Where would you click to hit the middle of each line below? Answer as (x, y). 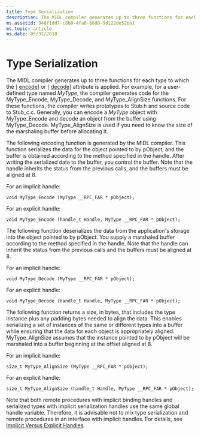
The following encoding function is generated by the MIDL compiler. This (96, 143)
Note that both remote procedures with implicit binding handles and (89, 400)
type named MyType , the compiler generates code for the (98, 93)
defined (16, 93)
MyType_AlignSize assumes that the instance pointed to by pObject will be (98, 338)
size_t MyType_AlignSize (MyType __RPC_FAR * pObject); (77, 367)
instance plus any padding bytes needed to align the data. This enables (94, 319)
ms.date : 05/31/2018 (32, 34)
